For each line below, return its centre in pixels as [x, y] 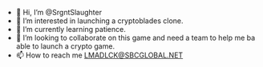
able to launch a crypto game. [65, 46]
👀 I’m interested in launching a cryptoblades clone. [99, 21]
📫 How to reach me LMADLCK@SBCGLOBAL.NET [99, 55]
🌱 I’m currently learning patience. [71, 29]
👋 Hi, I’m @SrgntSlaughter [59, 12]
